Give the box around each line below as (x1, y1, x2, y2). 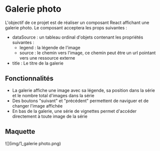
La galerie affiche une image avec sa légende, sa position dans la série (12, 87, 155, 93)
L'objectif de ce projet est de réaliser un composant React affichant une (5, 20, 149, 25)
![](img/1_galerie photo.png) (5, 140, 61, 146)
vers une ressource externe (19, 55, 75, 61)
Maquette (5, 128, 36, 136)
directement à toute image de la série (12, 113, 88, 119)
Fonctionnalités (5, 74, 54, 83)
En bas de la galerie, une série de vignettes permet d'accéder (12, 108, 137, 114)
